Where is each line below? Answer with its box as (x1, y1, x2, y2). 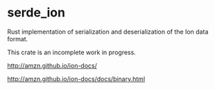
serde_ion (7, 5, 66, 21)
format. (7, 34, 28, 43)
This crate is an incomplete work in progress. (7, 48, 137, 56)
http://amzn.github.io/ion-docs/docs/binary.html (7, 74, 146, 83)
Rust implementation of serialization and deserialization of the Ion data (7, 27, 209, 36)
